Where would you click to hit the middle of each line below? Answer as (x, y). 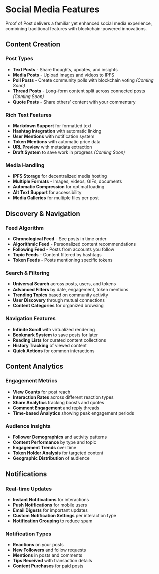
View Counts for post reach (41, 392)
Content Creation (33, 44)
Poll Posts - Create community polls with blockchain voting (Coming (83, 80)
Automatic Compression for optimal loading (58, 187)
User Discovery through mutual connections (59, 300)
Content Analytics (34, 366)
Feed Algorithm (25, 228)
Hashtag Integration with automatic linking (57, 131)
